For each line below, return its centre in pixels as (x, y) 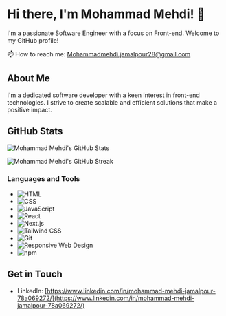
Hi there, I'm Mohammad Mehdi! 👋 (106, 14)
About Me (29, 78)
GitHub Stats (35, 131)
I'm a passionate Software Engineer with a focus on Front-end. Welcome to (113, 33)
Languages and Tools (44, 179)
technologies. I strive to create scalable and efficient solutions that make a (112, 102)
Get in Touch (35, 274)
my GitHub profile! (33, 40)
